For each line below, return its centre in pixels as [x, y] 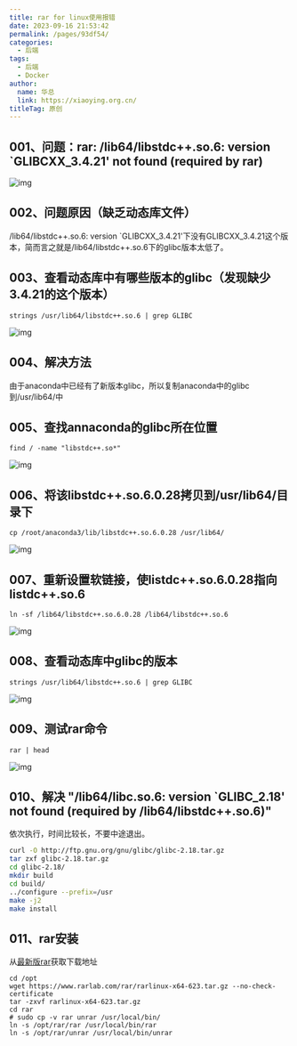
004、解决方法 [50, 363]
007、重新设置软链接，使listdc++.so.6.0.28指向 [143, 580]
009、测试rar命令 [58, 730]
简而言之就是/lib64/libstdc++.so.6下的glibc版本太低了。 [126, 247]
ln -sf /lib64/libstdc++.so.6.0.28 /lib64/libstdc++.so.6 [119, 614]
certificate [31, 994]
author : [24, 84]
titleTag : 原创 [36, 109]
